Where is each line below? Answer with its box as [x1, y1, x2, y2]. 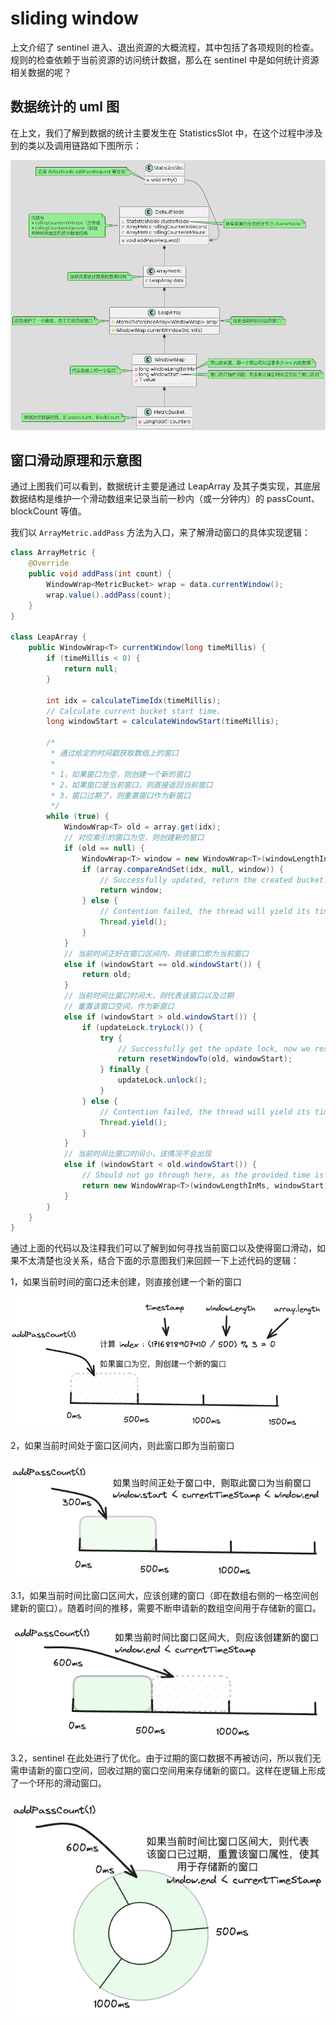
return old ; [81, 970, 132, 980]
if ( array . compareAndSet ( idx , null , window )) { [81, 864, 284, 874]
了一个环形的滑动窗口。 [10, 1777, 107, 1789]
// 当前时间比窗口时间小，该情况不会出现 [63, 1149, 212, 1159]
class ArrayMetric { [10, 548, 97, 558]
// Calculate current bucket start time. [46, 706, 222, 716]
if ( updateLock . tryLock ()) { [81, 1022, 203, 1032]
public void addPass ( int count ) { [28, 569, 172, 579]
